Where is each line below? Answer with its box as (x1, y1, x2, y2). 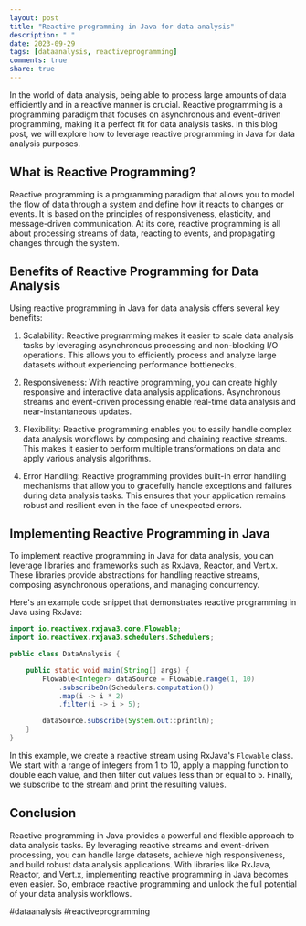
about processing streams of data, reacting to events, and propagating (9, 228, 276, 239)
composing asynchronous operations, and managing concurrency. (9, 580, 260, 591)
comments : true (9, 56, 68, 65)
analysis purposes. (9, 138, 80, 149)
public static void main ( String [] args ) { (26, 665, 190, 675)
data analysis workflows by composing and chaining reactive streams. (22, 433, 288, 444)
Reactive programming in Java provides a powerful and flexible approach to (9, 829, 295, 841)
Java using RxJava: (9, 607, 83, 618)
